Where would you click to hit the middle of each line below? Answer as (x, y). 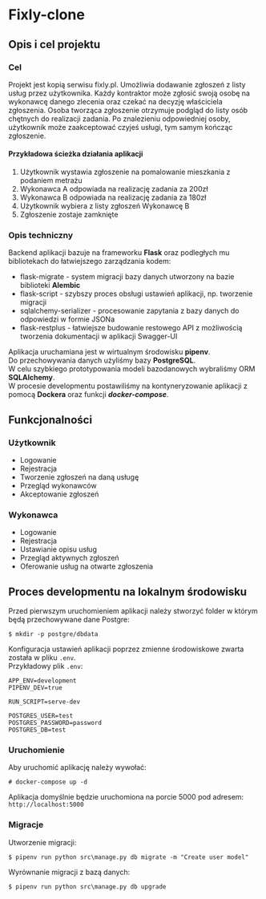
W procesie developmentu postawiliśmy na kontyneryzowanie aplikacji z (128, 386)
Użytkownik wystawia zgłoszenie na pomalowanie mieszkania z (125, 172)
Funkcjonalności (50, 420)
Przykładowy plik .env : (46, 666)
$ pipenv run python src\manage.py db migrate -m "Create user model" (129, 857)
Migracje (26, 825)
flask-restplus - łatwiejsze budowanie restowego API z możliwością (131, 328)
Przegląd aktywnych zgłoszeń (69, 558)
